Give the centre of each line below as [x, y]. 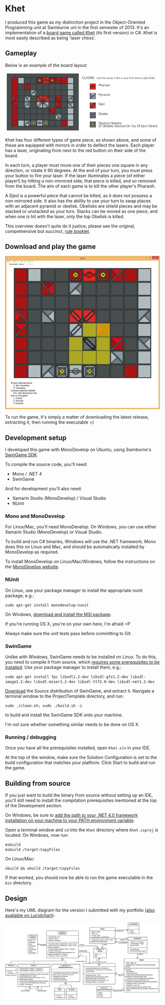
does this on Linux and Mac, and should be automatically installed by [75, 547]
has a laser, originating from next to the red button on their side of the [76, 150]
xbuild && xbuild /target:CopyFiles [42, 869]
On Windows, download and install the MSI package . [58, 614]
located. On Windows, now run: [37, 835]
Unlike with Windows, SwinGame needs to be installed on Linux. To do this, [81, 657]
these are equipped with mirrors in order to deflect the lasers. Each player [80, 145]
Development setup [36, 438]
